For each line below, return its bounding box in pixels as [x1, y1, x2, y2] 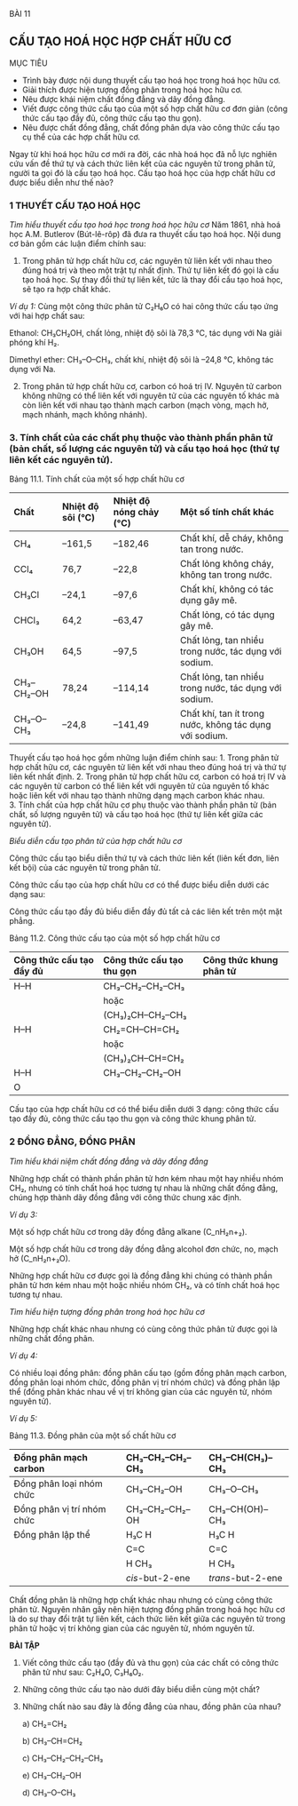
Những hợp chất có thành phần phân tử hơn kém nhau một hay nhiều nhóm [9, 1173, 284, 1183]
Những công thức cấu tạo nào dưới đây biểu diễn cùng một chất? [21, 1683, 260, 1694]
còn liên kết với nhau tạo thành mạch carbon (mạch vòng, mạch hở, [21, 400, 269, 410]
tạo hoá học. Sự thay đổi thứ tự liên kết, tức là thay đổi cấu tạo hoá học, [21, 274, 284, 285]
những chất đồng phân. [9, 1333, 95, 1343]
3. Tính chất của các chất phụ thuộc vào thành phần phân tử [9, 432, 273, 444]
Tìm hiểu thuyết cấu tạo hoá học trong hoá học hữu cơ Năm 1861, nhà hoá [9, 219, 281, 230]
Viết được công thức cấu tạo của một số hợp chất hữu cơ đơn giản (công [21, 103, 288, 114]
